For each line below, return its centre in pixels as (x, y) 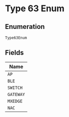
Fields (15, 53)
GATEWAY (16, 94)
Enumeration (25, 27)
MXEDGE (15, 101)
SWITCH (15, 88)
